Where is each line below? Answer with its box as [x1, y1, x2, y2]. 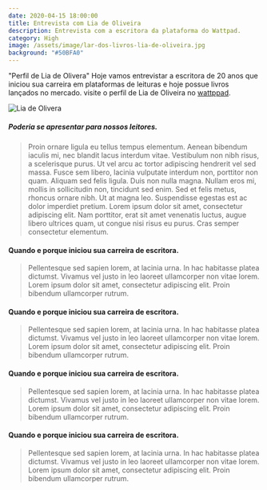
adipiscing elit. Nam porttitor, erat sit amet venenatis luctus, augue [27, 210, 247, 219]
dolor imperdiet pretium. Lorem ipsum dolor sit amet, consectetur [27, 201, 243, 211]
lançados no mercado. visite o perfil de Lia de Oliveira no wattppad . [8, 88, 231, 97]
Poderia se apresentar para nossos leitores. [8, 122, 158, 131]
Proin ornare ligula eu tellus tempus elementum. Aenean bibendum [27, 142, 248, 151]
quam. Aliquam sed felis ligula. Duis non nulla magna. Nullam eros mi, [27, 175, 257, 185]
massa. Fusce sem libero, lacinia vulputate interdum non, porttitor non [27, 167, 258, 177]
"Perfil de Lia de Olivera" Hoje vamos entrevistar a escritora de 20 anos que [8, 71, 258, 80]
